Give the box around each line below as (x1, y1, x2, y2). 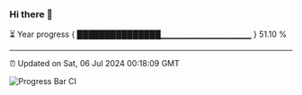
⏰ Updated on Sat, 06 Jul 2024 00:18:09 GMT (9, 58, 180, 69)
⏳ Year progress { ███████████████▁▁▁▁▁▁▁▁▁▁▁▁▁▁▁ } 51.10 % (9, 29, 288, 39)
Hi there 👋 (9, 8, 54, 21)
